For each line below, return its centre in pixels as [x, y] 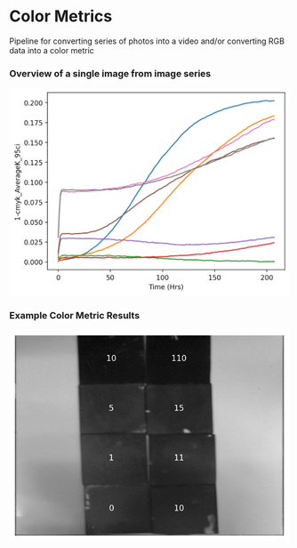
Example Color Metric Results [75, 315]
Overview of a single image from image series [110, 73]
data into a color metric [52, 50]
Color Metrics [61, 16]
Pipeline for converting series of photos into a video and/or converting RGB [147, 41]
